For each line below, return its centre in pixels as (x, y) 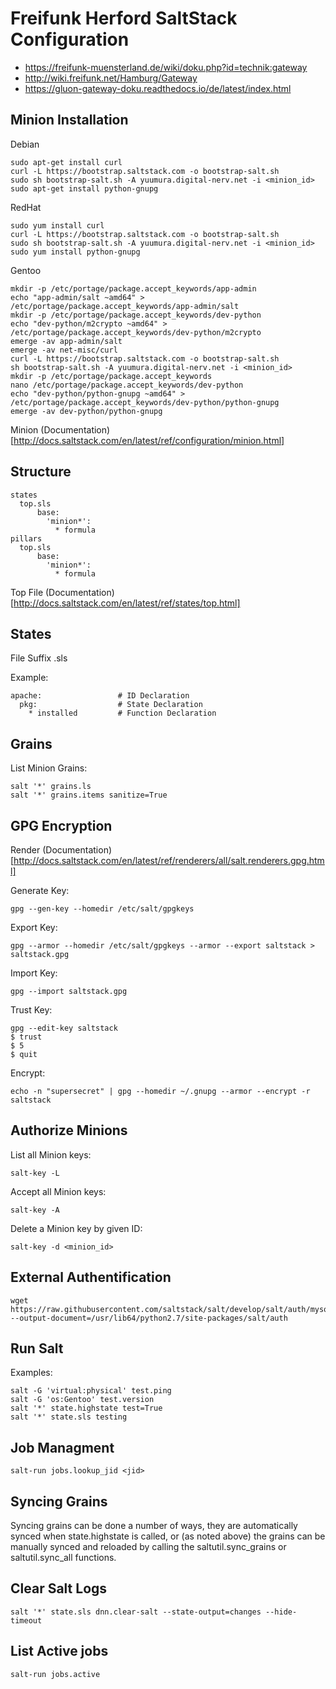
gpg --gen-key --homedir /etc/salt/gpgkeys (102, 909)
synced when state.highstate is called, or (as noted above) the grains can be (168, 1536)
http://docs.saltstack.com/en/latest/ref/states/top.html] (127, 603)
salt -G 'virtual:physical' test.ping (91, 1391)
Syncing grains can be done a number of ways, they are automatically (154, 1526)
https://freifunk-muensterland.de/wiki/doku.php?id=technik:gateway (166, 67)
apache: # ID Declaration (100, 696)
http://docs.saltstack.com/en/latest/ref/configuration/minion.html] (149, 440)
